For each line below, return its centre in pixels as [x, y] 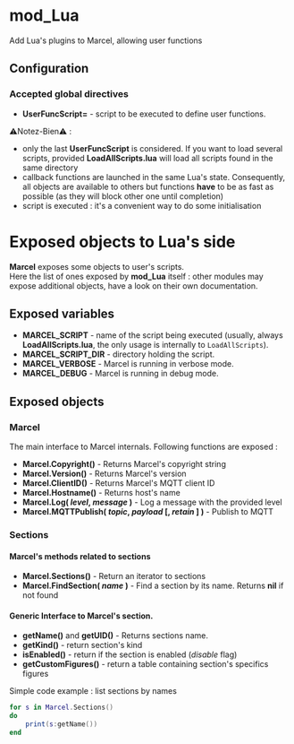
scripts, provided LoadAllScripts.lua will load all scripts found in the [147, 158]
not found [40, 595]
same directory [50, 168]
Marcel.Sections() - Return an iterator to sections [114, 576]
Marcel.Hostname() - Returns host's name [101, 493]
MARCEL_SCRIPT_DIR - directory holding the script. [118, 354]
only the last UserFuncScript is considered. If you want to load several [152, 148]
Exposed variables [62, 313]
